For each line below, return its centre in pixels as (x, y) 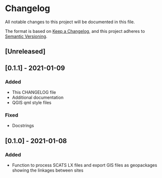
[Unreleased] (25, 52)
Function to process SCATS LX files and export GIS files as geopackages (84, 165)
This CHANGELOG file (34, 92)
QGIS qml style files (32, 103)
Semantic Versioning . (26, 36)
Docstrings (23, 126)
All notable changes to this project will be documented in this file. (70, 22)
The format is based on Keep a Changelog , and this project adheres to (75, 31)
